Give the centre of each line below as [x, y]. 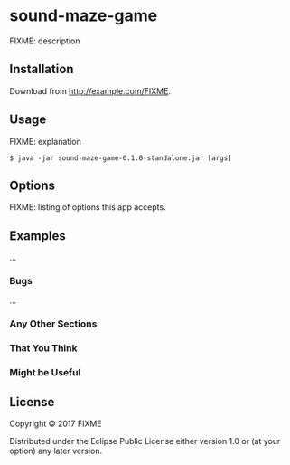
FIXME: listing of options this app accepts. [88, 207]
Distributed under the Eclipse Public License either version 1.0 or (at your [145, 441]
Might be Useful [45, 373]
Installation [42, 69]
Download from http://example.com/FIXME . [90, 90]
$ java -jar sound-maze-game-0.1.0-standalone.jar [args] [121, 158]
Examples [37, 236]
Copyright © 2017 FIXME [56, 424]
